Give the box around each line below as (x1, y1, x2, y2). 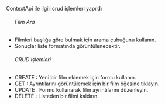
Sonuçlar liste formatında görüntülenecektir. (14, 43, 121, 50)
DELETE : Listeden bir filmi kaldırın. (14, 93, 99, 100)
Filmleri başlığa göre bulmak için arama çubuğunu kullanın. (14, 36, 156, 43)
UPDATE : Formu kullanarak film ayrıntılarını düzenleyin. (14, 86, 149, 93)
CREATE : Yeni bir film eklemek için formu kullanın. (14, 74, 136, 81)
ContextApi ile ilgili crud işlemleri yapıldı (6, 5, 102, 12)
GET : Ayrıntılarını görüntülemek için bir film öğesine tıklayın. (14, 80, 160, 87)
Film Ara (14, 18, 35, 25)
